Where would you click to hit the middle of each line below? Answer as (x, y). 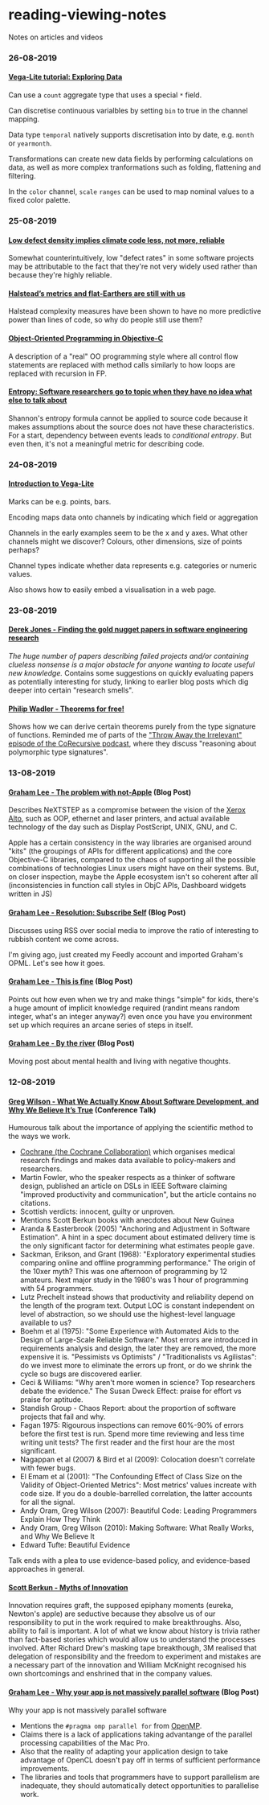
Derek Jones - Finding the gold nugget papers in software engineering (128, 630)
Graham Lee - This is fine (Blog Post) (71, 981)
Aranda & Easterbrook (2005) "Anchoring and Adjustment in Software (135, 1229)
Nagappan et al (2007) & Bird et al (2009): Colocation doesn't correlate (137, 1460)
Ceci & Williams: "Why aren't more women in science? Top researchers (137, 1383)
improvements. (45, 1768)
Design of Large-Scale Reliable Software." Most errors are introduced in (139, 1340)
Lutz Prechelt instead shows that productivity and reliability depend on (137, 1297)
